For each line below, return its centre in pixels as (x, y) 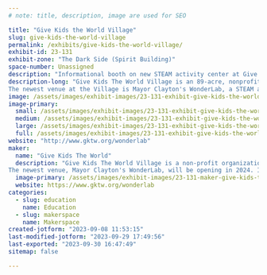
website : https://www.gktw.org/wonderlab (85, 185)
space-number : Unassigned (51, 67)
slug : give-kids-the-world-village (67, 37)
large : (26, 126)
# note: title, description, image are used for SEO (97, 15)
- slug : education (46, 199)
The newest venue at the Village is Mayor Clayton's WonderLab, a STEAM (131, 89)
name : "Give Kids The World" (64, 156)
